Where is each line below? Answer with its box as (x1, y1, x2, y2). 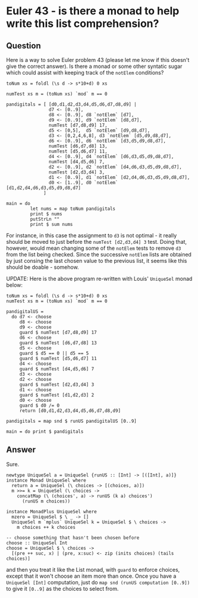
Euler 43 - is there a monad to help (6, 4, 180, 18)
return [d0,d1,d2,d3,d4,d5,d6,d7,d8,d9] (19, 408, 121, 414)
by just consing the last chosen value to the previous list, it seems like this (6, 258, 187, 264)
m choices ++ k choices (17, 524, 76, 530)
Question (6, 41, 41, 51)
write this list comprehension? (6, 17, 159, 30)
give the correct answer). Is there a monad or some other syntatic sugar (6, 63, 183, 70)
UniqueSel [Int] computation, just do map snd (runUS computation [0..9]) (6, 578, 190, 585)
